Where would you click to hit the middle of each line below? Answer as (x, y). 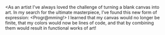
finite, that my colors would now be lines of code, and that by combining (79, 23)
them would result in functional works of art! (51, 28)
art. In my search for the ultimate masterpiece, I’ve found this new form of (81, 12)
